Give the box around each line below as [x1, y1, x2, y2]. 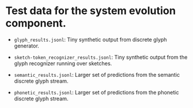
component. [5, 16, 67, 30]
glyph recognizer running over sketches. [13, 60, 112, 67]
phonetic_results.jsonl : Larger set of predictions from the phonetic [13, 89, 180, 96]
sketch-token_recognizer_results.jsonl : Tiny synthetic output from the [13, 53, 188, 60]
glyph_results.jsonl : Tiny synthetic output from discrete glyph [13, 36, 167, 43]
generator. [13, 42, 39, 49]
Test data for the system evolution [5, 4, 176, 18]
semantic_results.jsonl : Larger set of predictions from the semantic [13, 71, 180, 78]
